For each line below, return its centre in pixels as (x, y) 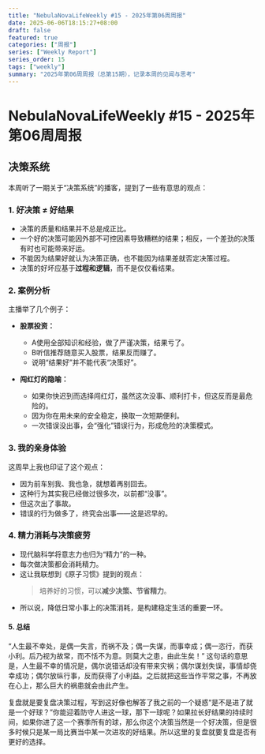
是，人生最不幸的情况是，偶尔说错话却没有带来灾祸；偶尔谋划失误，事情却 (129, 666)
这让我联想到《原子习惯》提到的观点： (82, 574)
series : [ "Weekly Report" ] (52, 52)
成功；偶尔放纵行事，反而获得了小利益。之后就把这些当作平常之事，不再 (132, 676)
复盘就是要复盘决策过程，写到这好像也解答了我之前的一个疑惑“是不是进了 (127, 703)
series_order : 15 (37, 60)
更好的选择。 (29, 742)
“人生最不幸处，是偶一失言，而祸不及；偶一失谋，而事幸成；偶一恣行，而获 (131, 646)
